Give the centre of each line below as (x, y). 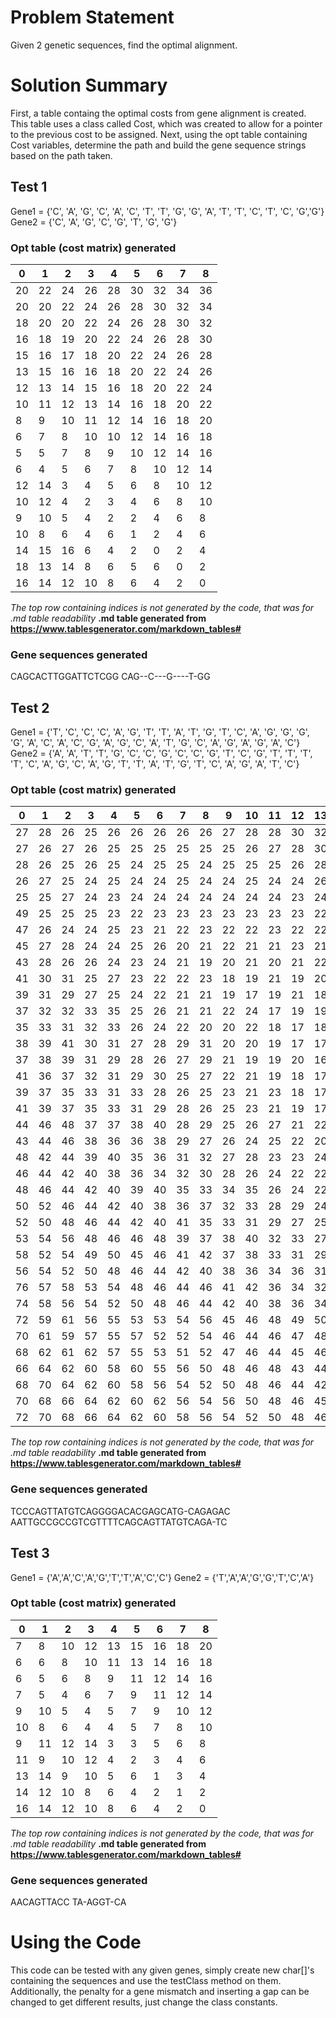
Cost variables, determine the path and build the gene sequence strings (158, 145)
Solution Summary (89, 85)
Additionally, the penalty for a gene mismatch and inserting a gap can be (160, 1992)
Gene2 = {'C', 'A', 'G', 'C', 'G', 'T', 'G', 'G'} (94, 222)
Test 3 (30, 1553)
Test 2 (30, 707)
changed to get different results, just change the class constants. (144, 2002)
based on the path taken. (61, 155)
